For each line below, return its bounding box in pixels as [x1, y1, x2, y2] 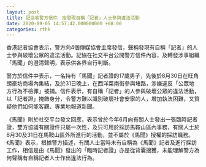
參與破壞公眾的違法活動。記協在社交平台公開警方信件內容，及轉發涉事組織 [11, 52, 200, 59]
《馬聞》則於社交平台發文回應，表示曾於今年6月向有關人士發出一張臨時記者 [6, 116, 198, 123]
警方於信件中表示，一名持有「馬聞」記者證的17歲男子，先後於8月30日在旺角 [6, 72, 199, 80]
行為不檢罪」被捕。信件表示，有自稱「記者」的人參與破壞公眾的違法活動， [11, 87, 200, 95]
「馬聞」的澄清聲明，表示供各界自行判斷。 [6, 59, 114, 66]
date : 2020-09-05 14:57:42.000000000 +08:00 [6, 20, 122, 26]
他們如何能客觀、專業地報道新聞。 [11, 103, 98, 111]
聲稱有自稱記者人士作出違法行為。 [11, 154, 98, 161]
